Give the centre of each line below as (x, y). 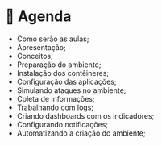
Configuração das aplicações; (66, 81)
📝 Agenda (38, 17)
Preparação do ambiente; (59, 65)
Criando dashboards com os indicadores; (85, 115)
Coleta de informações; (56, 98)
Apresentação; (42, 47)
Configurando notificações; (62, 124)
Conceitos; (35, 56)
